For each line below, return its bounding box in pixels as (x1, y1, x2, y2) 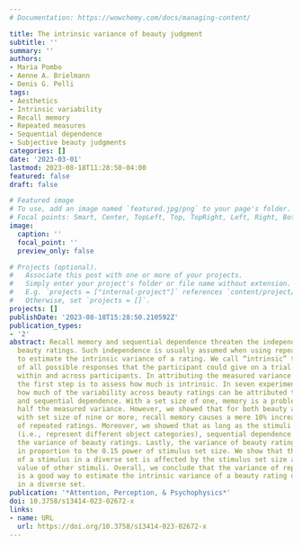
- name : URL (9, 514, 54, 523)
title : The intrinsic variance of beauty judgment (9, 29, 203, 39)
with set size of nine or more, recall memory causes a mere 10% (17, 413, 268, 423)
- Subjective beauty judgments (9, 138, 127, 147)
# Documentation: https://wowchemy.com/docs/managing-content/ (9, 13, 252, 22)
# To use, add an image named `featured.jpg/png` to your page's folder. (9, 204, 292, 214)
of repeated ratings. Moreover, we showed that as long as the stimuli (17, 422, 292, 431)
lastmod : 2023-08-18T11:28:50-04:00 (9, 163, 147, 172)
